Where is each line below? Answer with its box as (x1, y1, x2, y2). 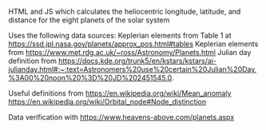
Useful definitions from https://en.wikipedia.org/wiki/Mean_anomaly (8, 89, 232, 98)
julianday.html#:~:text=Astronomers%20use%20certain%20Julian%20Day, (8, 65, 257, 74)
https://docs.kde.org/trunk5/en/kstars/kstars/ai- (58, 56, 217, 65)
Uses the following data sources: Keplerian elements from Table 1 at (8, 31, 232, 40)
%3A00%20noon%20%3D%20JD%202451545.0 (8, 73, 172, 82)
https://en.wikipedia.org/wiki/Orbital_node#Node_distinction (8, 97, 207, 106)
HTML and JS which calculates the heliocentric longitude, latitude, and (8, 7, 241, 16)
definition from (8, 56, 58, 65)
